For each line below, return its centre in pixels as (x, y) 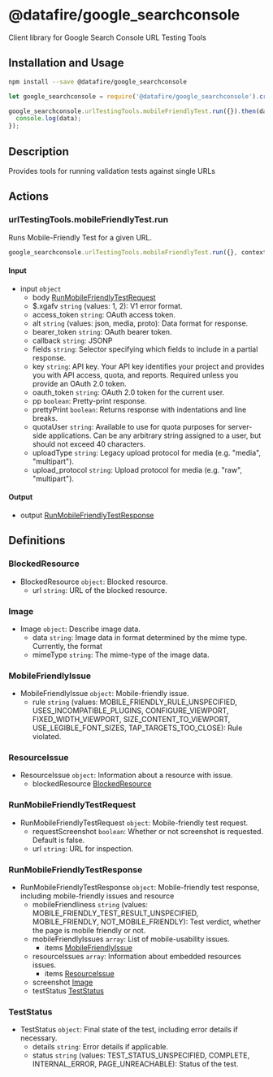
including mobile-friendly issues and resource (97, 896)
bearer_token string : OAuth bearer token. (102, 331)
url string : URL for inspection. (83, 848)
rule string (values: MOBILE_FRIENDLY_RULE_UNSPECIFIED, (134, 702)
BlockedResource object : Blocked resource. (94, 582)
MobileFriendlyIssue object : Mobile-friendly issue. (104, 694)
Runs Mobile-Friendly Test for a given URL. (80, 237)
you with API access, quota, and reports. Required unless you (135, 374)
